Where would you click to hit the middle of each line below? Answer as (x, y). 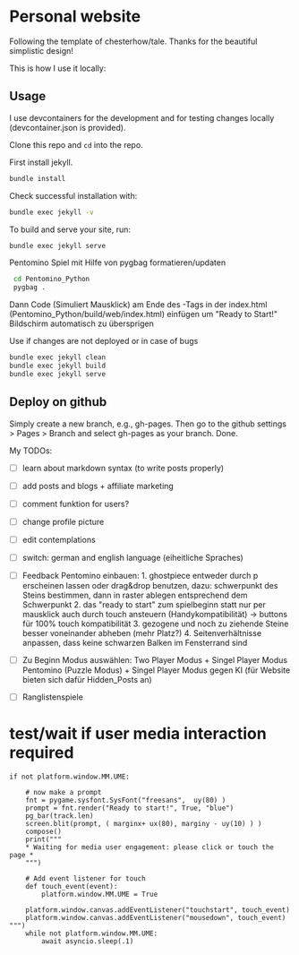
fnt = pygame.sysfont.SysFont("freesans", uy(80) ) (126, 800)
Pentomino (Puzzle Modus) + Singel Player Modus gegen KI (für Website (156, 670)
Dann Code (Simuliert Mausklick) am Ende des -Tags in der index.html (138, 305)
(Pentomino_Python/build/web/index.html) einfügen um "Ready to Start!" (144, 314)
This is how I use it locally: (58, 68)
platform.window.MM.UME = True (100, 895)
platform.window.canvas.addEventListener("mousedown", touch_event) (156, 918)
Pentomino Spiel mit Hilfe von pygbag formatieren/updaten (118, 262)
